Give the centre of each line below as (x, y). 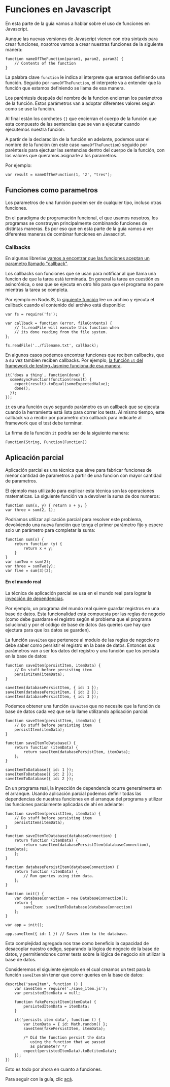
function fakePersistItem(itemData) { (55, 1002)
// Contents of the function (45, 63)
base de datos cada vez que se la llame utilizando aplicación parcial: (77, 711)
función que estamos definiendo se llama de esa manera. (65, 88)
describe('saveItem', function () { (44, 984)
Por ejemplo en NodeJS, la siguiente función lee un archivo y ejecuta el (80, 300)
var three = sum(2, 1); (30, 510)
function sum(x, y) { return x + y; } (46, 505)
